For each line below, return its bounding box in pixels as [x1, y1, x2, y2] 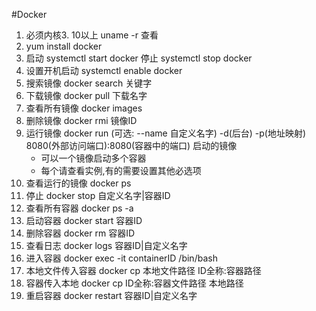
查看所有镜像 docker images [25, 102, 143, 114]
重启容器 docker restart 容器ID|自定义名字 [25, 290, 198, 301]
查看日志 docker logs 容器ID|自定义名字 [25, 240, 188, 251]
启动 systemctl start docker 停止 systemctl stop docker [25, 52, 253, 64]
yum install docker [25, 40, 103, 52]
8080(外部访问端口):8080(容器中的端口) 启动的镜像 [25, 140, 238, 151]
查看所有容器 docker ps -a [25, 202, 134, 214]
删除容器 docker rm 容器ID [25, 227, 135, 239]
